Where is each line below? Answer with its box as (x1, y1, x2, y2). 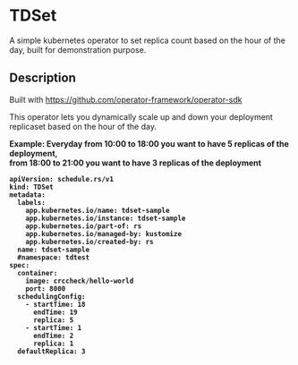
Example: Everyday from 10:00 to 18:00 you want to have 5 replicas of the (9, 138, 289, 149)
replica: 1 (32, 339, 74, 348)
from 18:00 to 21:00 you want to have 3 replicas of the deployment (9, 157, 262, 168)
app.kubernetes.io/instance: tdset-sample (25, 214, 186, 223)
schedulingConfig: (17, 292, 87, 301)
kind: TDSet (9, 182, 54, 191)
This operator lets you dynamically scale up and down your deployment (9, 111, 273, 122)
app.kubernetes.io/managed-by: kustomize (25, 229, 182, 238)
